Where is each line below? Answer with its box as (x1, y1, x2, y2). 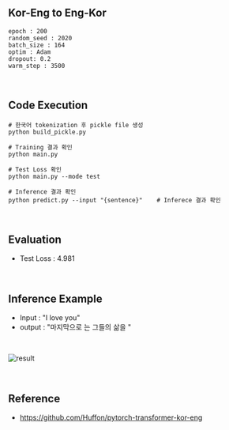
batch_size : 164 (8, 41, 66, 49)
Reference (8, 391, 61, 405)
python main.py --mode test (8, 172, 101, 180)
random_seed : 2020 (8, 34, 73, 42)
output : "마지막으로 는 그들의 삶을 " (19, 322, 132, 332)
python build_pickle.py (8, 128, 87, 136)
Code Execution (8, 99, 88, 112)
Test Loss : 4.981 (19, 254, 75, 263)
